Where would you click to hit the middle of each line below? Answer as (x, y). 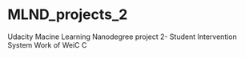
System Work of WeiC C (47, 44)
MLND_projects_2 (68, 15)
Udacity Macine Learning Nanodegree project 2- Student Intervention (122, 37)
